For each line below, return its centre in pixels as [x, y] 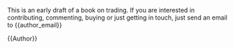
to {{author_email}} [35, 25]
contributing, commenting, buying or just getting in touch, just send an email [117, 17]
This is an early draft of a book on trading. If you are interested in [101, 10]
